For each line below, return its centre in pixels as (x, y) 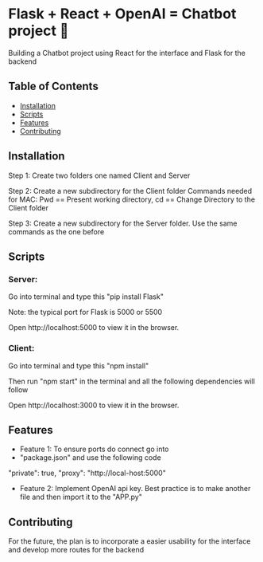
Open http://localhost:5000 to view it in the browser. (94, 328)
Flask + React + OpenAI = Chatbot (122, 14)
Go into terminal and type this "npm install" (79, 365)
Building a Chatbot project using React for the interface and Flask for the (127, 53)
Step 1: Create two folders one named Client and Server (99, 175)
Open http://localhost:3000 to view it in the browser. (94, 405)
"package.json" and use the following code (90, 458)
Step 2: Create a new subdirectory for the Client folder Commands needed (130, 191)
